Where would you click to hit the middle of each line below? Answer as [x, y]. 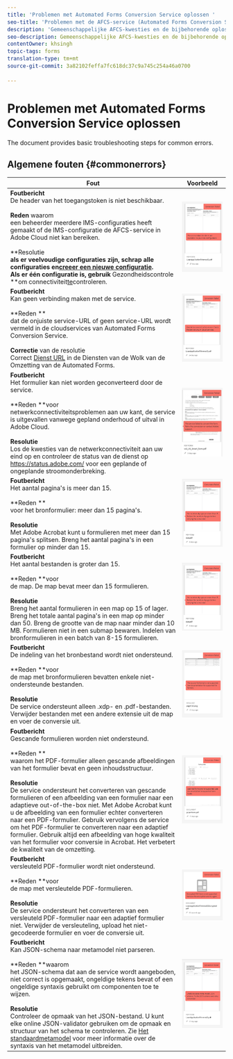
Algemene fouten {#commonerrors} [87, 164]
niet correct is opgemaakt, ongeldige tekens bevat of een [92, 979]
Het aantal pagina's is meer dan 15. [61, 488]
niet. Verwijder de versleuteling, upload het [71, 925]
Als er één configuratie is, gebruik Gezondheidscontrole [92, 274]
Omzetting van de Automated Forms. [62, 366]
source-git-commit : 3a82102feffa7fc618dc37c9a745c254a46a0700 [99, 66]
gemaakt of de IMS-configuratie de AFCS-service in [85, 230]
